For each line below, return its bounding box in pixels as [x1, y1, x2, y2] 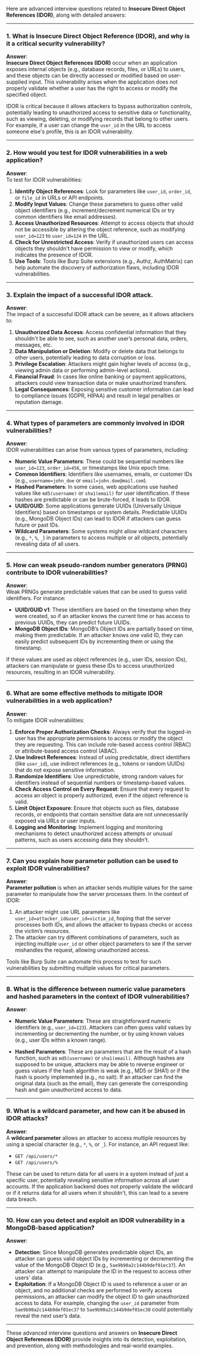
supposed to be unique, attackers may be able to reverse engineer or [14, 1061, 185, 1068]
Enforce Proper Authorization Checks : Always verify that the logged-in [14, 728, 192, 735]
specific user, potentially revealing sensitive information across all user [6, 1176, 180, 1183]
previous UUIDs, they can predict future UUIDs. [14, 619, 132, 626]
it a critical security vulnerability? [6, 39, 105, 47]
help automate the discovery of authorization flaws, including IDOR [14, 264, 180, 271]
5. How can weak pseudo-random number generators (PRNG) [6, 561, 187, 570]
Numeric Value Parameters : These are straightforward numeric [14, 1017, 171, 1024]
